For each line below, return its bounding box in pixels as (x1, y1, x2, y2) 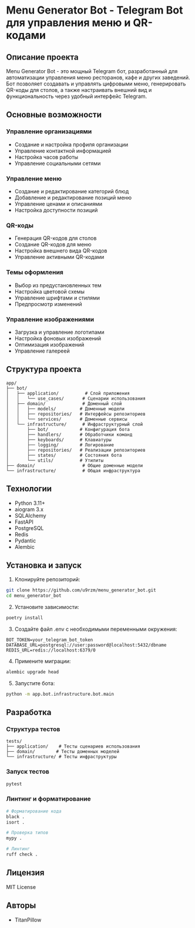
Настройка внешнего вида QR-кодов (14, 247, 107, 254)
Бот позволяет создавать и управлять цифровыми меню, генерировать (6, 80, 186, 87)
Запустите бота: (14, 679, 55, 687)
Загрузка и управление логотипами (14, 328, 105, 335)
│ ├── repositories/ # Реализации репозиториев (6, 447, 146, 453)
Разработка (6, 707, 52, 718)
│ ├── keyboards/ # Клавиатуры (6, 437, 112, 443)
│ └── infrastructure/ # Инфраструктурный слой (6, 421, 143, 427)
